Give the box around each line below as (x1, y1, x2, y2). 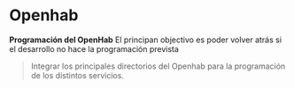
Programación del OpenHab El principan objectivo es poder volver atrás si (9, 34, 282, 45)
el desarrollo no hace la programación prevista (9, 43, 180, 54)
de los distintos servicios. (30, 70, 124, 80)
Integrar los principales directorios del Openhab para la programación (30, 61, 286, 71)
